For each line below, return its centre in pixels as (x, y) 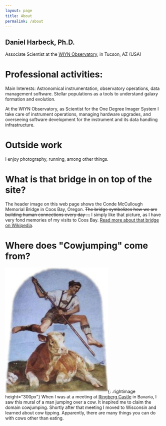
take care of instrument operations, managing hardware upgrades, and (78, 114)
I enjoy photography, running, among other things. (57, 159)
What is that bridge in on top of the (79, 180)
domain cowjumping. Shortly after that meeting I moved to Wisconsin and (81, 407)
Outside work (34, 145)
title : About (19, 16)
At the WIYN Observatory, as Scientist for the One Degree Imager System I (82, 109)
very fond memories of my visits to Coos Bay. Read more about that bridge (82, 220)
